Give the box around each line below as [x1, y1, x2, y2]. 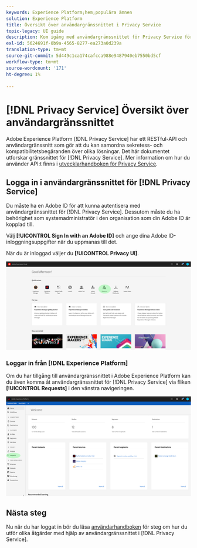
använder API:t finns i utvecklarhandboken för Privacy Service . [6, 160, 158, 167]
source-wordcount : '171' [6, 65, 67, 71]
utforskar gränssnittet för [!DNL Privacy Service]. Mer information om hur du [6, 154, 191, 161]
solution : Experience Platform [6, 15, 83, 22]
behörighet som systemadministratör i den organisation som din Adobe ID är [6, 215, 191, 221]
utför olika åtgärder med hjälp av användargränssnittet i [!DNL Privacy [6, 529, 175, 536]
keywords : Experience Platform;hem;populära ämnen [6, 9, 133, 15]
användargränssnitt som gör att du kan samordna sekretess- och [6, 141, 163, 149]
